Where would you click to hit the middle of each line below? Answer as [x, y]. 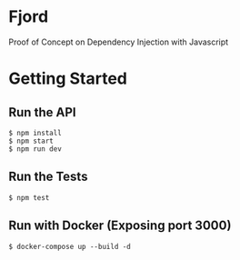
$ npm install [35, 133]
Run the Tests [48, 177]
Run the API [42, 112]
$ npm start [31, 141]
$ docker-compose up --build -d [70, 246]
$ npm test [29, 197]
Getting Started [68, 79]
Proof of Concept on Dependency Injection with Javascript [119, 42]
